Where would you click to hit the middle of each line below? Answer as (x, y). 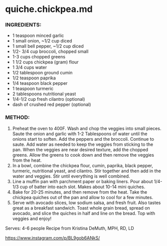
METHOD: (17, 117)
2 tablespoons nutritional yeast (44, 94)
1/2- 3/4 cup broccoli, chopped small (50, 51)
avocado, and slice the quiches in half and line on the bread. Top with (84, 213)
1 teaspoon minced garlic (38, 35)
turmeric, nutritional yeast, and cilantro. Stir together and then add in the (86, 171)
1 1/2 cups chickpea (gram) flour (45, 62)
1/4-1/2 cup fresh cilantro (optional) (49, 99)
